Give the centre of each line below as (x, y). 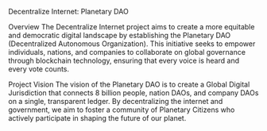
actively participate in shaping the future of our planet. (97, 118)
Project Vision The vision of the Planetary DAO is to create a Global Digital (129, 84)
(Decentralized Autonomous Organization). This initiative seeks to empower (132, 44)
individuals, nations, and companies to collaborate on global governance (127, 52)
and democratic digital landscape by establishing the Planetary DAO (120, 35)
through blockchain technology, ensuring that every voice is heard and (124, 60)
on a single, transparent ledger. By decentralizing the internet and (116, 101)
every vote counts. (39, 69)
